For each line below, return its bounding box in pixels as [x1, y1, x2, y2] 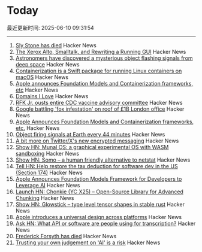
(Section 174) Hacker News [15, 169, 83, 176]
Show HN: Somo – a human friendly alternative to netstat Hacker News [15, 156, 191, 163]
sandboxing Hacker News [15, 150, 80, 157]
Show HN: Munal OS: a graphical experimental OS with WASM [15, 143, 169, 150]
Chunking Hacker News [15, 194, 74, 201]
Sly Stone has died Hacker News [15, 41, 97, 48]
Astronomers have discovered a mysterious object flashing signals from [15, 54, 194, 62]
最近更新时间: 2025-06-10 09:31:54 [7, 24, 95, 31]
